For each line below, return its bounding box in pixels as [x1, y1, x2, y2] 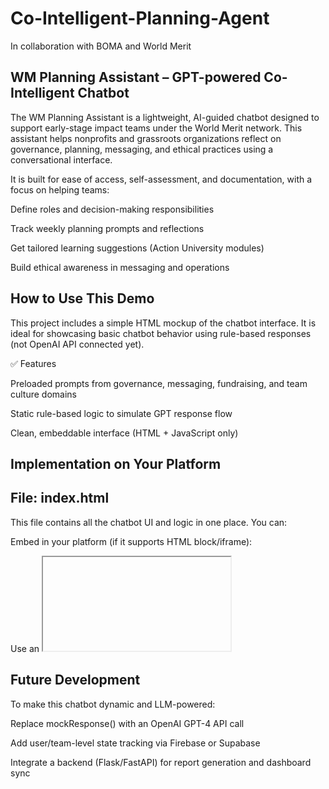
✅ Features [10, 357, 57, 369]
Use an [10, 642, 40, 654]
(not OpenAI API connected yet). [10, 338, 145, 350]
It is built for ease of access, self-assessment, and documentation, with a [10, 173, 313, 185]
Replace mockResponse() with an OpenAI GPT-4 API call [10, 717, 245, 729]
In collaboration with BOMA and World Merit [10, 40, 192, 52]
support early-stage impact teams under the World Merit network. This [10, 122, 303, 134]
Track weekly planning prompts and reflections [10, 222, 205, 234]
